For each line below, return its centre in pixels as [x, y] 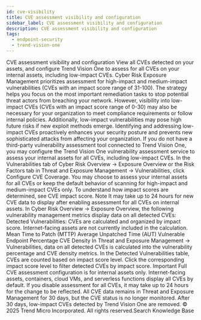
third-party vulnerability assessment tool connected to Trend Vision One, [96, 145]
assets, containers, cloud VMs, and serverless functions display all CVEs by [100, 279]
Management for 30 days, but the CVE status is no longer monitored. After [98, 298]
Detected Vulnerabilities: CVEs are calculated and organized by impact [94, 221]
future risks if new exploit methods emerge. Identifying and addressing [94, 126]
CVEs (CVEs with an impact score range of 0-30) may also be [101, 107]
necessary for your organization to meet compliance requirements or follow [100, 113]
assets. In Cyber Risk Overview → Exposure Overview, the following [90, 209]
